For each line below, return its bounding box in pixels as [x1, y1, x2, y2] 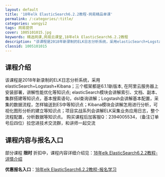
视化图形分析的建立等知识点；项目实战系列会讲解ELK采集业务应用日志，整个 [5, 108, 160, 114]
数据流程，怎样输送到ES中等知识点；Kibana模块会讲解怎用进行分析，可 [13, 102, 158, 108]
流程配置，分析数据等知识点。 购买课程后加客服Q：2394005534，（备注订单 [5, 114, 159, 120]
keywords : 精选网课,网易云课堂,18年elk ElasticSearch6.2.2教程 [5, 35, 129, 40]
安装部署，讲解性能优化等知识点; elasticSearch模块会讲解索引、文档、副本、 [5, 89, 160, 95]
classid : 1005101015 [5, 44, 48, 49]
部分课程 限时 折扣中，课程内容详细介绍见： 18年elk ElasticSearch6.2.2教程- [5, 150, 158, 156]
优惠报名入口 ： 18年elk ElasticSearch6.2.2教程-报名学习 [5, 167, 117, 173]
